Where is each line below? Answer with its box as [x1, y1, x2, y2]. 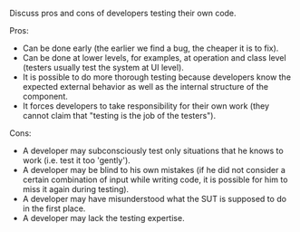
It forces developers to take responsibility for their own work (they [22, 101, 270, 111]
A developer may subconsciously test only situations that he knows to [22, 145, 284, 156]
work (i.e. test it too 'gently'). [22, 155, 131, 166]
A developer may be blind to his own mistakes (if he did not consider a [22, 165, 285, 175]
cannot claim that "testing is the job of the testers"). [22, 111, 216, 121]
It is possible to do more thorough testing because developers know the [22, 72, 292, 82]
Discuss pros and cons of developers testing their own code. [9, 8, 237, 18]
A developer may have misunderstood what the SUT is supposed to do [22, 194, 287, 204]
